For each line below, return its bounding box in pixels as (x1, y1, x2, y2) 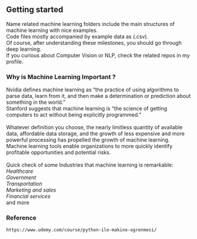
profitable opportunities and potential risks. (6, 149, 111, 156)
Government (6, 174, 37, 181)
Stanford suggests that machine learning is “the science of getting (6, 105, 168, 112)
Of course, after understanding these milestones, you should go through (6, 39, 182, 46)
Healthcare (6, 168, 34, 175)
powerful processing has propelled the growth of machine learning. (6, 136, 170, 143)
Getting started (6, 5, 64, 15)
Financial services (6, 193, 51, 200)
